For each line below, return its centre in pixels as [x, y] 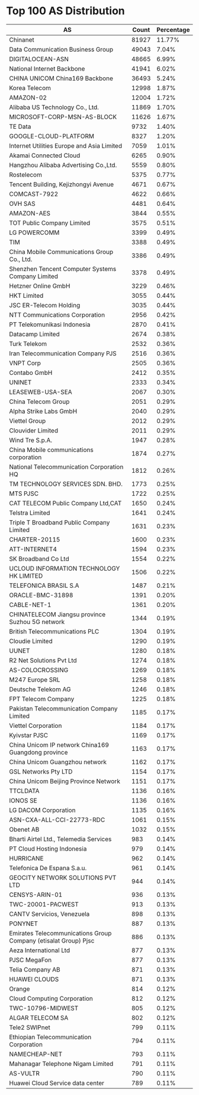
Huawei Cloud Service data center [57, 1083]
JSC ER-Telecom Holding [45, 305]
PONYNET [24, 924]
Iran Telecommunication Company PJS [63, 353]
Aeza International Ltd [39, 950]
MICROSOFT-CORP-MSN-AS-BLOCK [63, 117]
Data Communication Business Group [61, 49]
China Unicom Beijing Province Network [65, 781]
